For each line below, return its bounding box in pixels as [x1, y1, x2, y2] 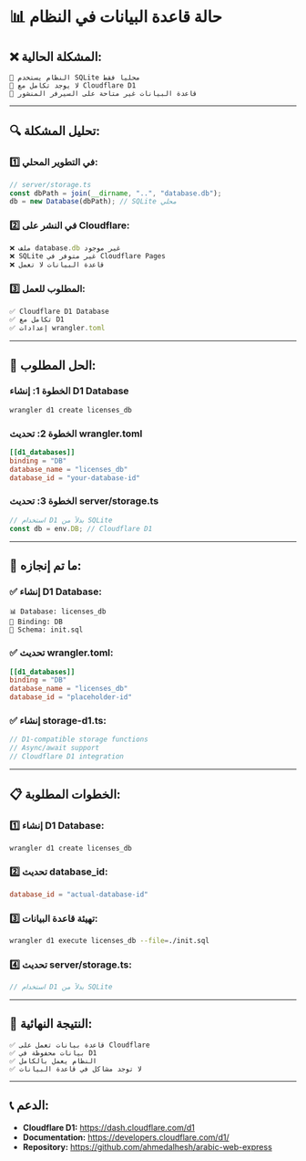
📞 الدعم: [9, 1098, 50, 1114]
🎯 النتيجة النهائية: [9, 1016, 93, 1031]
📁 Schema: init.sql [9, 625, 84, 634]
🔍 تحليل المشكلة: [9, 123, 100, 139]
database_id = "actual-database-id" [9, 890, 148, 899]
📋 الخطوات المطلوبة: [9, 787, 121, 802]
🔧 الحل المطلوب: [9, 357, 97, 373]
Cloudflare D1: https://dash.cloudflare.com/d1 [22, 1122, 196, 1133]
